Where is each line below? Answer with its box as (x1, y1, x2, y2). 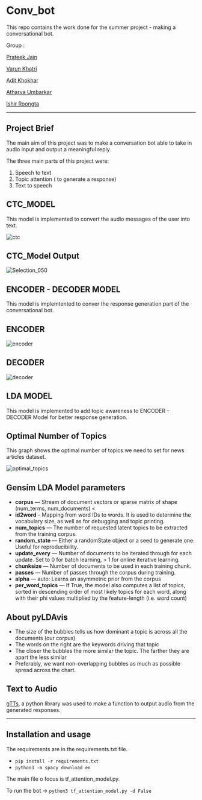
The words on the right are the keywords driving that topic (14, 641, 159, 648)
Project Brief (6, 123, 54, 133)
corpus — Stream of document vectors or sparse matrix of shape (14, 499, 177, 506)
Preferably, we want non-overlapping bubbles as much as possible (14, 660, 181, 667)
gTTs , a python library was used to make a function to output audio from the (6, 700, 195, 707)
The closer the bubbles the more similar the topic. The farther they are (14, 647, 189, 655)
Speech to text (14, 169, 52, 176)
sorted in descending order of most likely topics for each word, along (14, 588, 186, 596)
